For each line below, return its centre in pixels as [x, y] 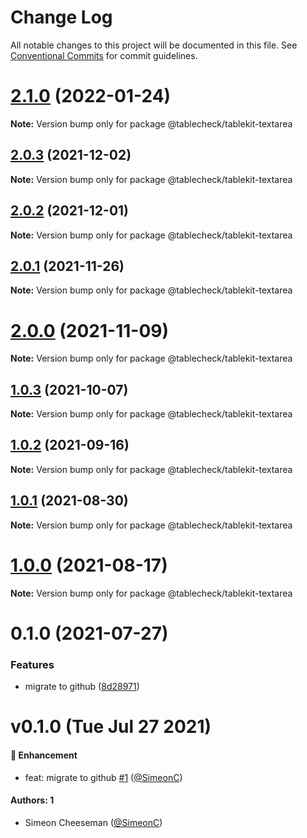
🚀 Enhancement [44, 755]
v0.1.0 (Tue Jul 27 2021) [111, 727]
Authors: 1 [32, 800]
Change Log [61, 17]
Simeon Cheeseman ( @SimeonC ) [93, 822]
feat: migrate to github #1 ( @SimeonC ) [103, 777]
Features [32, 664]
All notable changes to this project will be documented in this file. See [154, 45]
